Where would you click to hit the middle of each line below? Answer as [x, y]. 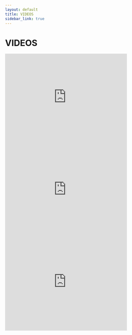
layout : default [21, 10]
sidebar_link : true [25, 19]
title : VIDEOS [19, 14]
